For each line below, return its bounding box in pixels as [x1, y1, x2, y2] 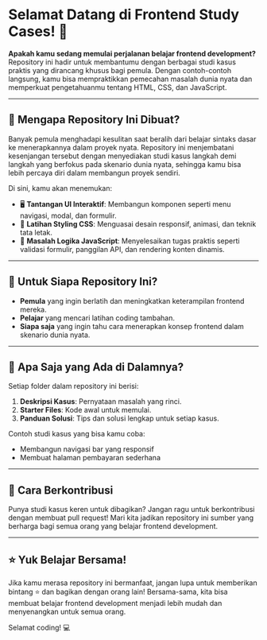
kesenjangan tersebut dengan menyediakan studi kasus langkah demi [8, 151, 237, 161]
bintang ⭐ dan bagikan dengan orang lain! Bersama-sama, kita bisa [8, 587, 228, 596]
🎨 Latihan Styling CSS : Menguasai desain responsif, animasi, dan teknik [19, 219, 257, 228]
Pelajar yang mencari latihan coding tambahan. [19, 312, 175, 323]
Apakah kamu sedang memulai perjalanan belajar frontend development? [8, 48, 257, 58]
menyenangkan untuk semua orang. [8, 607, 126, 616]
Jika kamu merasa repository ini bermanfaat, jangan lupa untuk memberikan [8, 578, 257, 588]
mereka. [19, 304, 48, 314]
